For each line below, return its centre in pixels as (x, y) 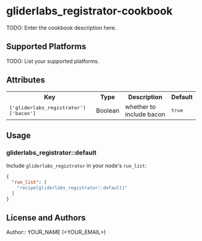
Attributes (26, 80)
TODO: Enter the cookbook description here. (61, 28)
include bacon (145, 114)
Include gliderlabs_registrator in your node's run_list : (76, 166)
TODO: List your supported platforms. (53, 61)
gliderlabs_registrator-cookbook (90, 11)
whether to (141, 106)
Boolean (108, 111)
